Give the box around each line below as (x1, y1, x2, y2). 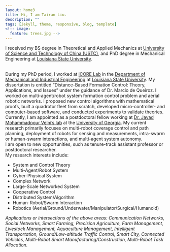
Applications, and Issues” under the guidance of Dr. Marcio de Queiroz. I (5, 87, 157, 93)
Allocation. (5, 242, 28, 248)
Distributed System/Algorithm (12, 194, 75, 200)
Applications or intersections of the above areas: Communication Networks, (5, 215, 165, 221)
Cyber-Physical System (12, 173, 62, 178)
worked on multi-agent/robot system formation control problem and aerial (5, 92, 160, 99)
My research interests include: (5, 152, 69, 158)
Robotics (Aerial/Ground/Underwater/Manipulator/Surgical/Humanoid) (12, 205, 159, 211)
